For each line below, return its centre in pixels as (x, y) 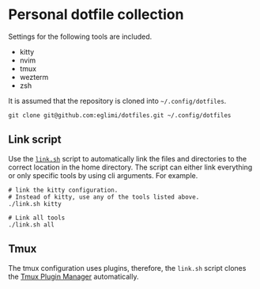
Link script (35, 140)
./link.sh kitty (35, 203)
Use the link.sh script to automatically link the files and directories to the (128, 158)
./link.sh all (32, 224)
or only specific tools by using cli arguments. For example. (103, 175)
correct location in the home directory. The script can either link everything (130, 167)
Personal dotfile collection (96, 15)
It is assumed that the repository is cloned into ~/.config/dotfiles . (117, 101)
